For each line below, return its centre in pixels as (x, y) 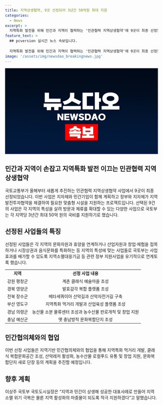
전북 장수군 (17, 296)
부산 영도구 (17, 304)
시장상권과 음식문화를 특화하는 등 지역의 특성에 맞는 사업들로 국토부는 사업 (88, 250)
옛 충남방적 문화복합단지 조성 (85, 319)
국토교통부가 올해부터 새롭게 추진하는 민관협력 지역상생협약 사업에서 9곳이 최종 (80, 190)
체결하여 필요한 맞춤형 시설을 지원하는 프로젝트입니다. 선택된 (91, 202)
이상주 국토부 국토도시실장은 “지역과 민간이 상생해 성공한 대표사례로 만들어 (75, 391)
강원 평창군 (17, 281)
